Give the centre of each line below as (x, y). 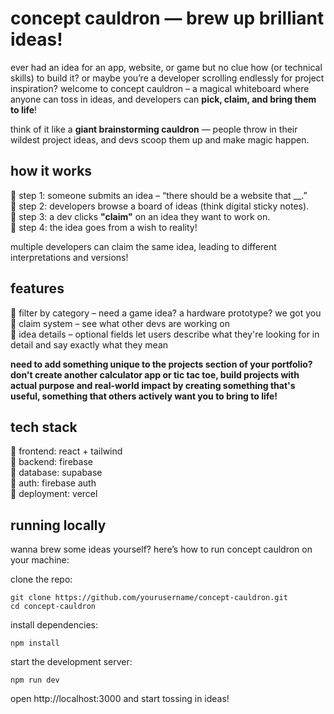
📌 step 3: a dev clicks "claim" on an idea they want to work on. (140, 216)
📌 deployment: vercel (54, 494)
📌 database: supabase (56, 473)
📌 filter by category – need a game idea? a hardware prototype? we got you (166, 313)
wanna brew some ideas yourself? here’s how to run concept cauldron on (161, 549)
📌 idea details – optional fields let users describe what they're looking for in (165, 334)
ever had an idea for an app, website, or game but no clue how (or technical (166, 67)
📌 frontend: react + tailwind (66, 451)
